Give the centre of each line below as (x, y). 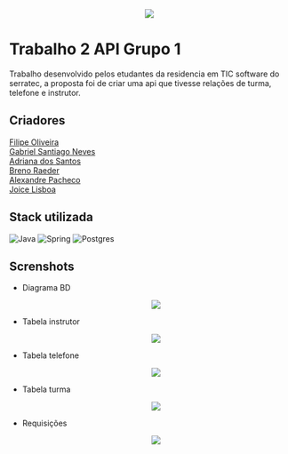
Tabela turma (46, 389)
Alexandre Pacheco (45, 179)
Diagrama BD (46, 288)
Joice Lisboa (32, 189)
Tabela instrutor (51, 322)
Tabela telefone (51, 355)
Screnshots (42, 266)
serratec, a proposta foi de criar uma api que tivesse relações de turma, (140, 83)
